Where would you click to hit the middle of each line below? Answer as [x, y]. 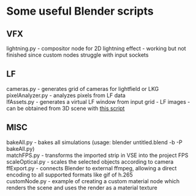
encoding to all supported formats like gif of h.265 [70, 175]
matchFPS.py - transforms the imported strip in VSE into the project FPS [97, 155]
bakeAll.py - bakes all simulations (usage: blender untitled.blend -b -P [94, 142]
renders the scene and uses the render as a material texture [82, 187]
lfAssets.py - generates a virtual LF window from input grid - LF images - [98, 101]
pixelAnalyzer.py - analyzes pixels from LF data [66, 95]
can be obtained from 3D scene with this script [66, 108]
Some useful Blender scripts [80, 11]
